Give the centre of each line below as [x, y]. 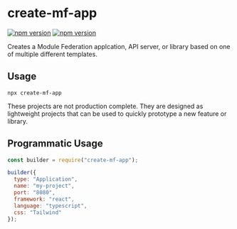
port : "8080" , [35, 193]
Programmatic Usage [55, 144]
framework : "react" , [44, 199]
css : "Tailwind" [38, 212]
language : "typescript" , [51, 206]
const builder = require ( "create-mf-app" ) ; [73, 160]
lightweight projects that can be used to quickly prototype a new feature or [117, 113]
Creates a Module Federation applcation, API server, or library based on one [119, 46]
